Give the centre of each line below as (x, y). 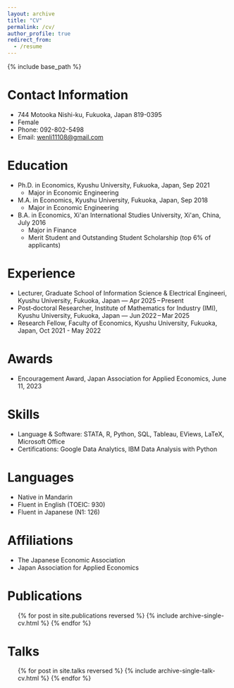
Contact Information (68, 95)
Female (28, 122)
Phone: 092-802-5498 (51, 129)
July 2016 (32, 222)
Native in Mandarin (45, 497)
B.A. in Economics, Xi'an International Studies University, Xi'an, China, (119, 215)
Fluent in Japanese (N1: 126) (58, 512)
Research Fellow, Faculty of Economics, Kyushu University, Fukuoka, (117, 323)
